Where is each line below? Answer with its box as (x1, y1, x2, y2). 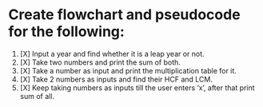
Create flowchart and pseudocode (8, 6, 241, 24)
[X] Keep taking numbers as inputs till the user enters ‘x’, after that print (19, 82, 255, 93)
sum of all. (19, 91, 54, 101)
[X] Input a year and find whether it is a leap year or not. (19, 49, 205, 58)
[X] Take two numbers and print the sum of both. (19, 57, 181, 67)
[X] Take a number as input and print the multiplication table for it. (19, 65, 237, 75)
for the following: (8, 22, 126, 41)
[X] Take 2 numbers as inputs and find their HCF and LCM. (19, 74, 213, 84)
